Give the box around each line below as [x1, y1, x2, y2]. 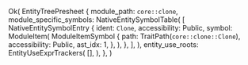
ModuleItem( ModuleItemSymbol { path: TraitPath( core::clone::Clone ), [8, 31, 241, 41]
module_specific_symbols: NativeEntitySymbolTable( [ [8, 15, 185, 24]
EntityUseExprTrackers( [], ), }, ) [8, 49, 113, 57]
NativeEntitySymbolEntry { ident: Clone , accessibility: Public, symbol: [8, 23, 233, 32]
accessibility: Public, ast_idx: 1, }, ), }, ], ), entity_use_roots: [8, 40, 199, 49]
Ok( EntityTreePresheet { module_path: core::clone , [8, 7, 178, 16]
